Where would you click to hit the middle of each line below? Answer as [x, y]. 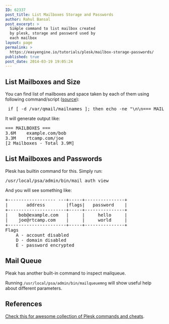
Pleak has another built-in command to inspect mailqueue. [66, 273]
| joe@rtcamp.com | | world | [66, 220]
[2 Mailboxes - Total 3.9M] [40, 143]
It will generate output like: [33, 118]
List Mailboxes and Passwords [54, 159]
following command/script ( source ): [42, 99]
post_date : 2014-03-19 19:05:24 [39, 61]
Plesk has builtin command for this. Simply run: [54, 171]
